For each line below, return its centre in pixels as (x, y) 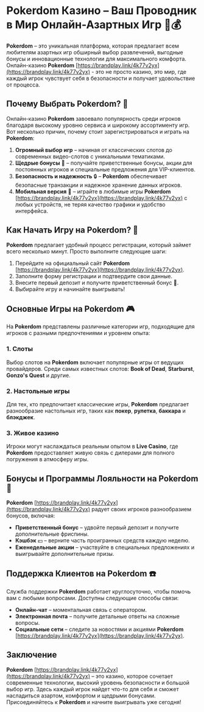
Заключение (32, 655)
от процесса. (23, 85)
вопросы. (27, 622)
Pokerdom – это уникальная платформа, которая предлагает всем (93, 46)
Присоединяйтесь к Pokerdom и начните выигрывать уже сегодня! (94, 702)
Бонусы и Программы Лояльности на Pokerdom (102, 479)
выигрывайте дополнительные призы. (65, 554)
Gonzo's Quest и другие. (39, 375)
